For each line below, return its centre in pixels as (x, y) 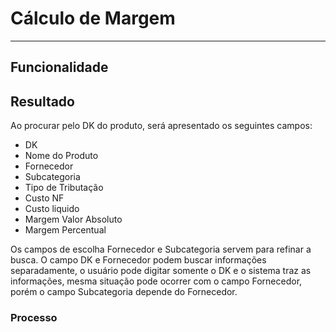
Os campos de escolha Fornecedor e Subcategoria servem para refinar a (161, 249)
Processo (34, 318)
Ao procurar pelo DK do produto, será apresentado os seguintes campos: (161, 126)
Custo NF (44, 198)
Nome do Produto (61, 156)
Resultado (42, 101)
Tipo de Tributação (64, 188)
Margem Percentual (65, 230)
